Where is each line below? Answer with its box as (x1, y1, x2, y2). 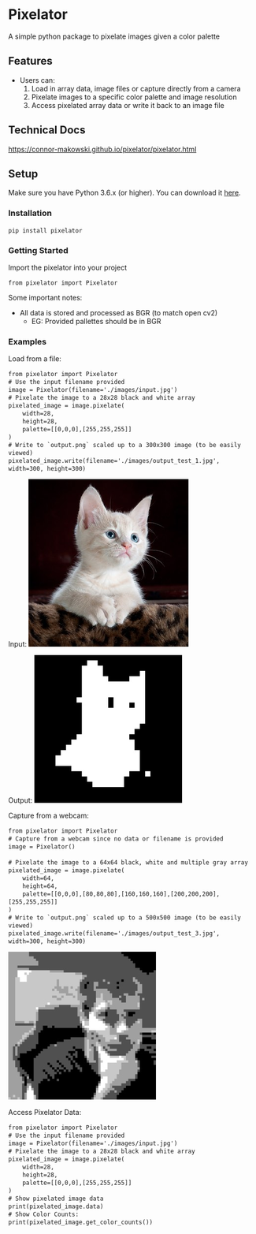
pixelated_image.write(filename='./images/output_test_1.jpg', (8, 457, 221, 465)
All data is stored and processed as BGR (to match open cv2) (19, 308, 218, 317)
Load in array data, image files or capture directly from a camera (31, 84, 242, 93)
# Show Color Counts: (8, 1210, 80, 1219)
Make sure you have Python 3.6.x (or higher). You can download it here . (8, 188, 242, 198)
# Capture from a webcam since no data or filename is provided (8, 835, 224, 843)
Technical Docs (8, 124, 86, 137)
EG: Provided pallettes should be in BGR (31, 316, 161, 326)
